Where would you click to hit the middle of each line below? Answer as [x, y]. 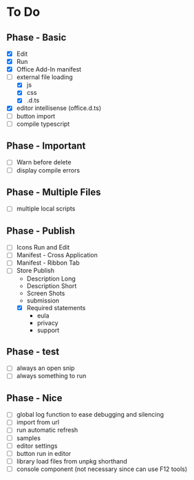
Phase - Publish [41, 231]
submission [43, 301]
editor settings [37, 446]
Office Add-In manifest [49, 69]
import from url [38, 422]
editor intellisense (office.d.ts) [58, 108]
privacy [48, 323]
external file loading [44, 77]
